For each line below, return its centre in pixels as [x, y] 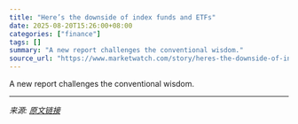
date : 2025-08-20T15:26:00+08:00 [71, 26]
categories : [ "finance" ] [55, 34]
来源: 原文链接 [35, 110]
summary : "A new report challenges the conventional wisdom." [126, 50]
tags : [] [25, 42]
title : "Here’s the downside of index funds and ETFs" [113, 17]
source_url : [31, 58]
